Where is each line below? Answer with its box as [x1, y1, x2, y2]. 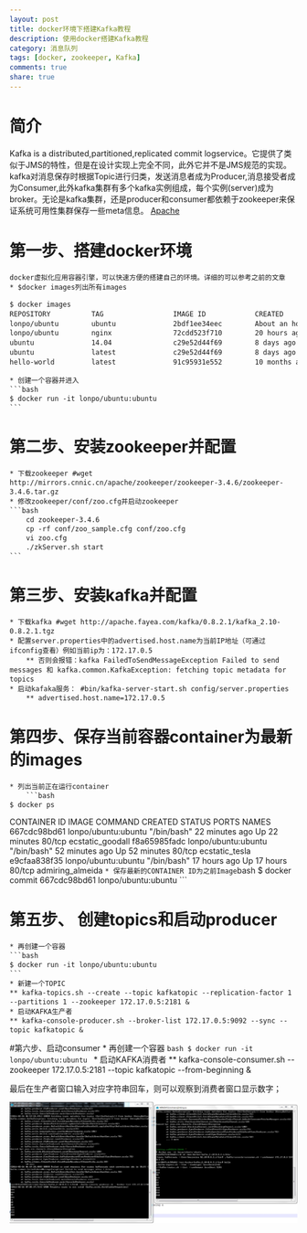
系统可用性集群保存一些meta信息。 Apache [16, 205, 180, 216]
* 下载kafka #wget [9, 617, 77, 626]
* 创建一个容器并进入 [9, 376, 79, 385]
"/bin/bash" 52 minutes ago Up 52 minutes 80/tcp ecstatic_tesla [9, 845, 251, 856]
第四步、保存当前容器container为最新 [9, 727, 292, 747]
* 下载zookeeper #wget [9, 469, 93, 478]
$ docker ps [9, 800, 55, 809]
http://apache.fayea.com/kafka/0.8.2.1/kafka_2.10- [80, 617, 281, 626]
